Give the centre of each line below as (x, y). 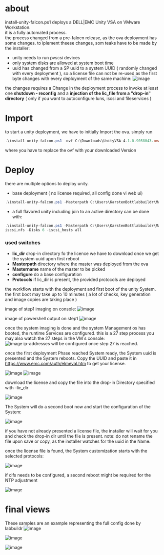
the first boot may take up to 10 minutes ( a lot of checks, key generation (78, 294)
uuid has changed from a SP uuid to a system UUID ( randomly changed (84, 68)
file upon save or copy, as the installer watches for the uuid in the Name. (78, 441)
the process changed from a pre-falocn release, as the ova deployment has (81, 38)
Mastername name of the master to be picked (59, 269)
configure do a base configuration (47, 274)
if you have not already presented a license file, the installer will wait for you (81, 431)
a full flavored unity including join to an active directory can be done (81, 211)
